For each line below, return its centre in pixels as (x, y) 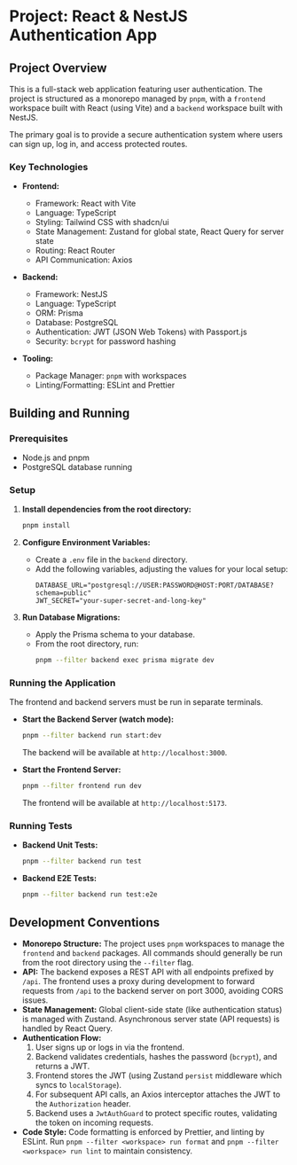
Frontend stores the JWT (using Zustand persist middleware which (158, 1075)
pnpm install (46, 526)
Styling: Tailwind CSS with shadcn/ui (102, 223)
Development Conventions (85, 923)
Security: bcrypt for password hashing (106, 341)
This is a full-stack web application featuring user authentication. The (136, 89)
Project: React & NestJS (98, 16)
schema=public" (63, 593)
